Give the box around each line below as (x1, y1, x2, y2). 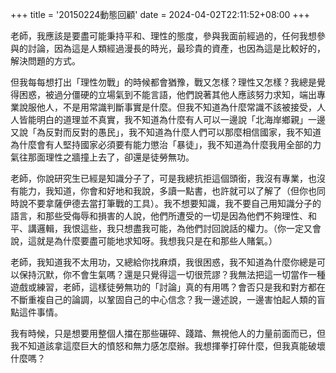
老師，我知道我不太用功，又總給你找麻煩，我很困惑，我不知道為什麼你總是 (10, 256, 317, 268)
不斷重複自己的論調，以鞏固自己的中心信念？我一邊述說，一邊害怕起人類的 (10, 294, 317, 305)
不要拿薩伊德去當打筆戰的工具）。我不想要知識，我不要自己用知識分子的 (27, 198, 322, 209)
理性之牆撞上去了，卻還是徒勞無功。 (44, 151, 195, 163)
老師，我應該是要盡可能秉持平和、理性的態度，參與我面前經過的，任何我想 (10, 30, 317, 42)
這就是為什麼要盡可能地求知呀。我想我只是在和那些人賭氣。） (27, 235, 278, 247)
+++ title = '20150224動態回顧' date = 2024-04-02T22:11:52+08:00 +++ (10, 9, 311, 20)
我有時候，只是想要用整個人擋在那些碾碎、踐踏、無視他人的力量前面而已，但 (10, 328, 326, 339)
